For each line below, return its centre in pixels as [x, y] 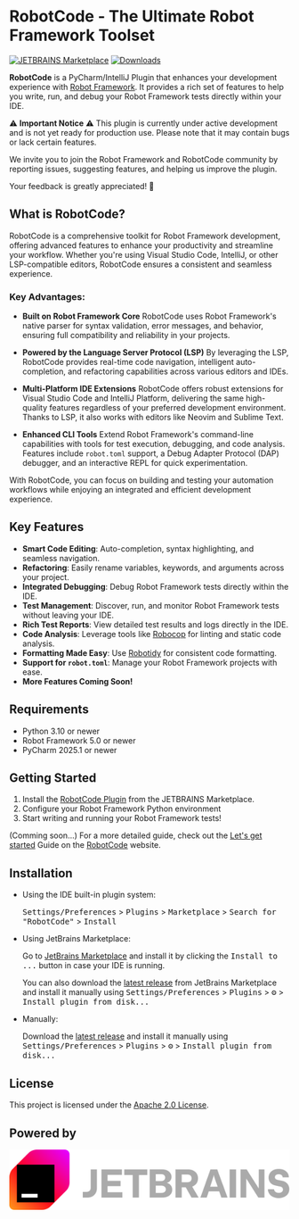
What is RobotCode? [68, 215]
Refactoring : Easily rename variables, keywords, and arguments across [153, 568]
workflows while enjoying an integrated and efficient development [130, 490]
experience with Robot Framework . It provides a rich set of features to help [147, 87]
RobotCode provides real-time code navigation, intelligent [128, 362]
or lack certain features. [53, 142]
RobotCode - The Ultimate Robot [132, 17]
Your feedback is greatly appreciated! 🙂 [82, 186]
